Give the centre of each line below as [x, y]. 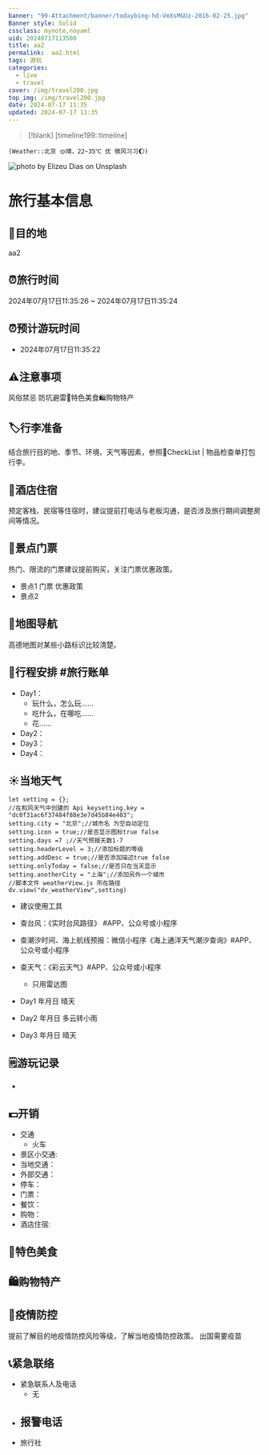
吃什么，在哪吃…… [62, 713]
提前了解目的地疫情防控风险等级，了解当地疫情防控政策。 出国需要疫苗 [125, 1336]
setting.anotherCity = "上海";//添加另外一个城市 [87, 875]
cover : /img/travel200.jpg [53, 90]
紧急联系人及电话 [48, 1384]
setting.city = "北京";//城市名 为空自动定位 [79, 824]
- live [26, 75]
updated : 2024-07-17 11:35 [53, 113]
